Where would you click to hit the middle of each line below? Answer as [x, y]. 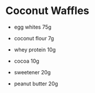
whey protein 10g [35, 49]
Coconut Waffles [48, 11]
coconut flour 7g [34, 38]
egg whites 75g [33, 27]
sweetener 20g [32, 72]
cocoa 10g [26, 61]
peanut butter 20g [36, 84]
